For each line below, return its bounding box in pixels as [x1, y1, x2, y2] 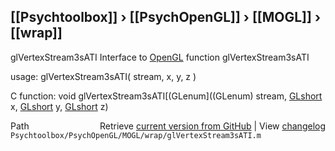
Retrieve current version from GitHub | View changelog [99, 120, 326, 132]
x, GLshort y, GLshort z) [10, 100, 109, 112]
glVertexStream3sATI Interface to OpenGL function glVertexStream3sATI [10, 51, 310, 63]
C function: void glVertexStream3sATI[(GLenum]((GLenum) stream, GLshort [10, 90, 323, 102]
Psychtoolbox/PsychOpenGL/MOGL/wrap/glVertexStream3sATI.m [10, 130, 262, 140]
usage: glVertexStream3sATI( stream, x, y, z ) [10, 70, 197, 82]
